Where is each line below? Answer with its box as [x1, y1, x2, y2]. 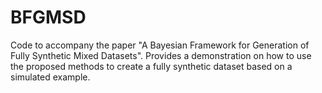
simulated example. [10, 71, 91, 83]
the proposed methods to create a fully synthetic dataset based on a [10, 60, 293, 72]
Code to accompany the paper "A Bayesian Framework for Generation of [10, 39, 310, 51]
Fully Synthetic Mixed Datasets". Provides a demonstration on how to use [10, 49, 312, 61]
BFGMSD [10, 6, 87, 29]
